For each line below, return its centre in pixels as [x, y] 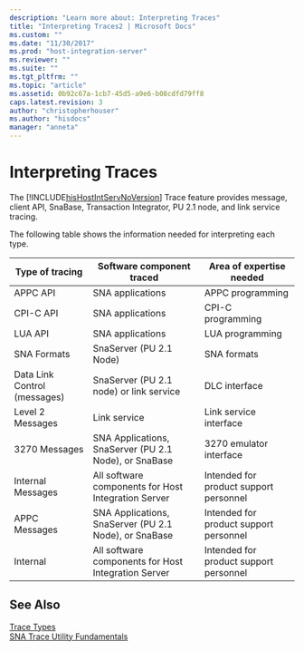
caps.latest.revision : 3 [56, 102]
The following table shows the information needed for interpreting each [142, 234]
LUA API [32, 334]
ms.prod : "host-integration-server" [78, 52]
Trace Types [33, 627]
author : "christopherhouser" [64, 111]
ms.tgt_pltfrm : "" [44, 77]
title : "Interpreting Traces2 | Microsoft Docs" [103, 26]
